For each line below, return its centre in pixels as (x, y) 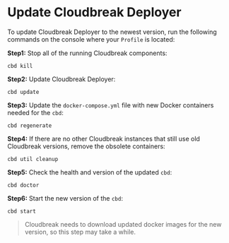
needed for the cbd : (35, 112)
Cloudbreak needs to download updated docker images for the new (123, 224)
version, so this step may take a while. (80, 232)
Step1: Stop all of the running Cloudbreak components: (87, 53)
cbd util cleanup (33, 159)
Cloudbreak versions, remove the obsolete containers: (86, 146)
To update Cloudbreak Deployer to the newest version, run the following (112, 32)
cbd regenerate (30, 125)
